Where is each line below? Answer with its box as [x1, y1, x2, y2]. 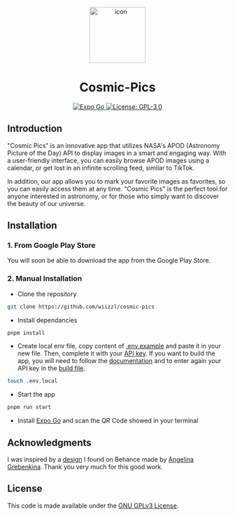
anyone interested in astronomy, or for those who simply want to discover [7, 192, 220, 200]
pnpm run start [7, 404, 52, 411]
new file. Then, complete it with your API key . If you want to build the [17, 349, 215, 357]
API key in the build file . [17, 364, 86, 373]
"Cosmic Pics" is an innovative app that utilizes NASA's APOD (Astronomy [7, 141, 220, 149]
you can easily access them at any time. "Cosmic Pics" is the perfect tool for [7, 184, 228, 193]
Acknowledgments [7, 436, 92, 448]
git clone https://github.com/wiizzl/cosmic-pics [7, 303, 155, 310]
